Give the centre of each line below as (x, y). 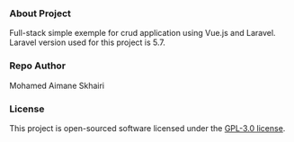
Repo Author (37, 66)
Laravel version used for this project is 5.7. (88, 42)
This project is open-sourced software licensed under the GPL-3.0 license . (147, 128)
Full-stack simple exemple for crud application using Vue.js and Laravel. (143, 33)
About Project (40, 13)
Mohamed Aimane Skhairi (57, 85)
